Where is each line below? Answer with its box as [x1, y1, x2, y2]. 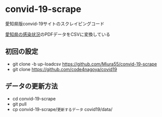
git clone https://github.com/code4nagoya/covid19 [12, 66, 117, 72]
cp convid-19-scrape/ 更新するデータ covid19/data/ [12, 106, 112, 112]
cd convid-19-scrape [12, 95, 56, 101]
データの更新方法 [5, 82, 58, 90]
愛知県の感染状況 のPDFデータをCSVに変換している [5, 31, 110, 37]
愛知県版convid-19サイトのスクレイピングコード [5, 20, 105, 26]
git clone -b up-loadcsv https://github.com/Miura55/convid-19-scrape [12, 61, 157, 67]
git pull [12, 101, 26, 107]
